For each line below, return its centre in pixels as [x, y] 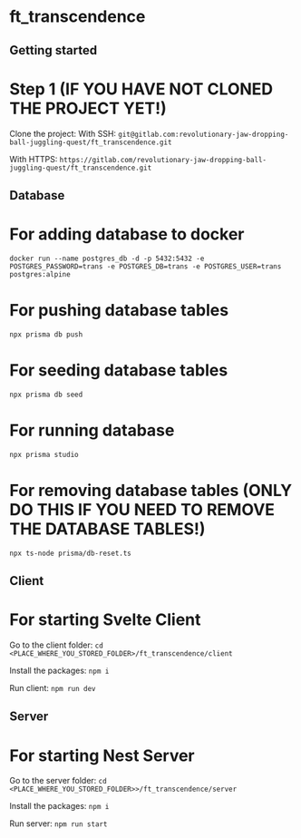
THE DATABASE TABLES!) [107, 529]
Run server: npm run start [58, 823]
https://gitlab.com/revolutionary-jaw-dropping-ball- [163, 160]
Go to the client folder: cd [57, 645]
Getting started [53, 50]
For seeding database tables [119, 370]
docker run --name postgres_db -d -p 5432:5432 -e [107, 258]
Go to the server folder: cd [58, 781]
